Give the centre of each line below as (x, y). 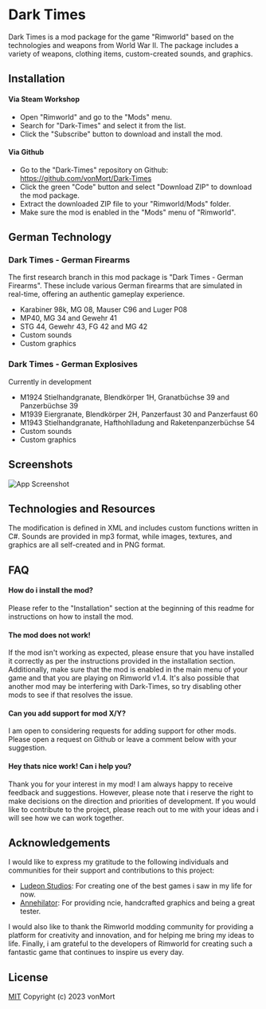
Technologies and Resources (82, 508)
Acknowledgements (59, 843)
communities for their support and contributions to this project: (111, 870)
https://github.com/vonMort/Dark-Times (86, 178)
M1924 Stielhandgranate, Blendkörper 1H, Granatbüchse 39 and (124, 397)
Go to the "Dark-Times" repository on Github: (94, 170)
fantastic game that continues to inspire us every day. (96, 952)
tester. (30, 912)
